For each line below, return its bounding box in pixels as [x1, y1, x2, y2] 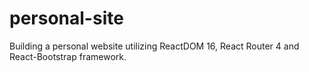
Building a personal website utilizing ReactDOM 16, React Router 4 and [9, 40, 300, 52]
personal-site [9, 7, 124, 30]
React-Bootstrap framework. [9, 50, 127, 62]
